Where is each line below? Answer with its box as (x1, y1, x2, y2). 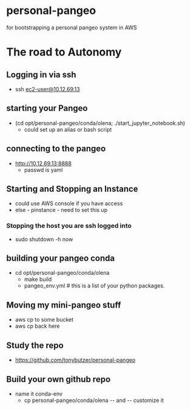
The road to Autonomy (6, 45, 122, 59)
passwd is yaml (24, 166, 63, 174)
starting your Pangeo (6, 103, 88, 113)
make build (24, 275, 52, 283)
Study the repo (6, 340, 64, 350)
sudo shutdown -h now (15, 235, 73, 242)
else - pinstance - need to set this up (15, 207, 108, 214)
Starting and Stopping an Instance (6, 183, 138, 194)
